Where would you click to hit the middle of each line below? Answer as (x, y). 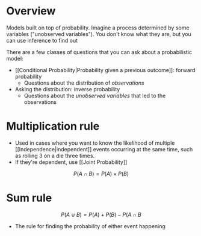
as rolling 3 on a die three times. (55, 156)
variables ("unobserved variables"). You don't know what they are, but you (99, 34)
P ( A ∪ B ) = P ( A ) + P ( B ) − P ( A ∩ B (101, 214)
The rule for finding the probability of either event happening (90, 226)
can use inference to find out (42, 40)
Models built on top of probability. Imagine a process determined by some (98, 28)
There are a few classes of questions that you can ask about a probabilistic (99, 52)
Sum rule (29, 198)
